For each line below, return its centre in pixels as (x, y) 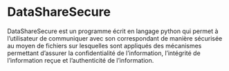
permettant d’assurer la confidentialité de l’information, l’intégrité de (104, 53)
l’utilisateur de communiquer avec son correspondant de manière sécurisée (115, 38)
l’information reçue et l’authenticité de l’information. (81, 60)
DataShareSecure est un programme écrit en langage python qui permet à (113, 31)
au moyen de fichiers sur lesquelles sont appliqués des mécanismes (104, 45)
